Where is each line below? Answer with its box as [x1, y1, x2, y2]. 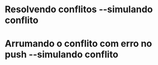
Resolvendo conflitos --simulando [5, 4, 153, 15]
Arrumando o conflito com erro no [5, 38, 152, 50]
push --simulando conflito [5, 49, 119, 60]
